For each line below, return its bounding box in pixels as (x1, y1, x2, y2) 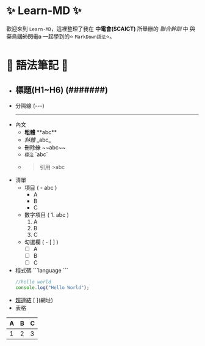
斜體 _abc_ (24, 136, 51, 143)
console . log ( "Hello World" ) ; (15, 285, 90, 291)
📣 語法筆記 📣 (6, 59, 69, 72)
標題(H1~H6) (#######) (15, 85, 109, 95)
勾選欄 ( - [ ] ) (24, 238, 59, 246)
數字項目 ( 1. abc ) (24, 211, 69, 218)
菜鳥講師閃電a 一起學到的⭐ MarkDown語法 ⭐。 (6, 32, 115, 40)
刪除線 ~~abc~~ (24, 143, 66, 151)
